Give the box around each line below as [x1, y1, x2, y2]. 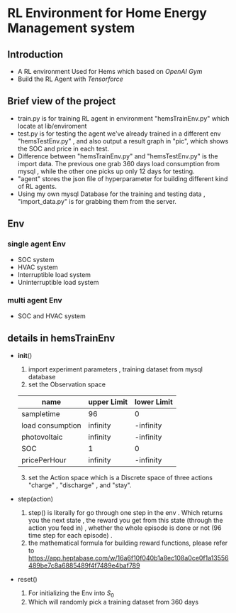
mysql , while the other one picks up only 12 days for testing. [17, 167, 195, 175]
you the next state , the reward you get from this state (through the [28, 516, 223, 524]
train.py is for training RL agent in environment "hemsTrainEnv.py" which [17, 114, 230, 122]
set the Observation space [28, 380, 106, 389]
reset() [17, 575, 38, 583]
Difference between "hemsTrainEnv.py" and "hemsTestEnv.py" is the [17, 151, 218, 161]
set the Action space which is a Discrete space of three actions [28, 473, 213, 482]
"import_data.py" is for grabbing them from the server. [17, 197, 177, 205]
